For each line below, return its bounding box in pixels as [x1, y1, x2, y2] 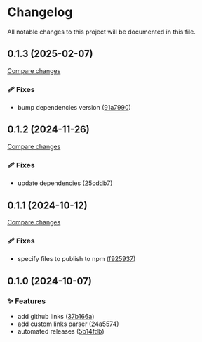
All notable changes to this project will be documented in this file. [7, 27, 196, 36]
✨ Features [7, 296, 46, 306]
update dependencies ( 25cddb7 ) [17, 179, 113, 187]
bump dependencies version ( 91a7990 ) [17, 103, 131, 112]
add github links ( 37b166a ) [17, 312, 95, 320]
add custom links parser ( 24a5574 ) [17, 319, 119, 328]
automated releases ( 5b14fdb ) [17, 327, 105, 335]
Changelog [7, 4, 73, 20]
